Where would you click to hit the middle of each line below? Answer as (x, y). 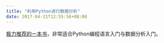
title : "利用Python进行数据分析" (43, 11)
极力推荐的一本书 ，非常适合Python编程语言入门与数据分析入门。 (84, 34)
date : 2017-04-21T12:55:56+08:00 (47, 17)
